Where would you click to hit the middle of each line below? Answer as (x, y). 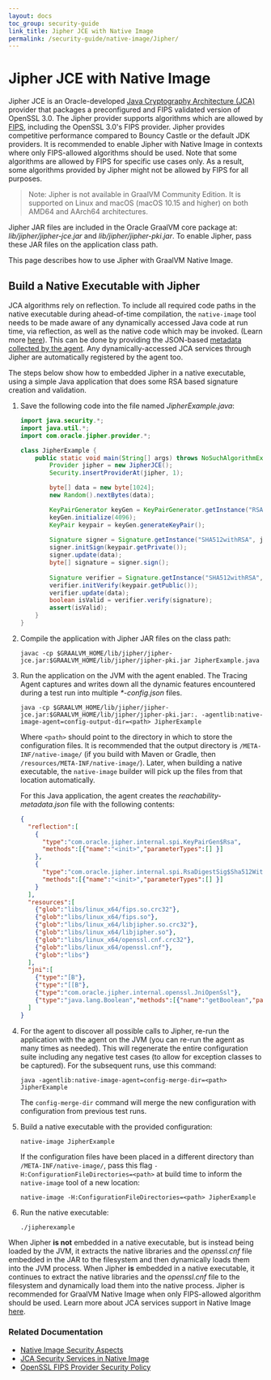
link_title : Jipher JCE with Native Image (81, 31)
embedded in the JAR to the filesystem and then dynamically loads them (129, 1259)
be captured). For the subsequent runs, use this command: (118, 1065)
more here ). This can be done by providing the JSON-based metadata (125, 340)
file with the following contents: (123, 804)
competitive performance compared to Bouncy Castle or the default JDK (129, 135)
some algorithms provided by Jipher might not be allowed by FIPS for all (129, 170)
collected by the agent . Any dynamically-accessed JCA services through (130, 348)
